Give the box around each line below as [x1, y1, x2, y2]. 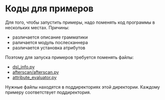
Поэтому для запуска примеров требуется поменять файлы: [5, 54, 134, 60]
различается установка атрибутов [12, 45, 86, 50]
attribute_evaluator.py [12, 74, 57, 80]
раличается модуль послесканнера [12, 39, 88, 45]
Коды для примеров [5, 3, 94, 14]
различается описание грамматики [12, 34, 88, 40]
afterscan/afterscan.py [12, 69, 59, 75]
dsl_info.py [12, 64, 35, 70]
